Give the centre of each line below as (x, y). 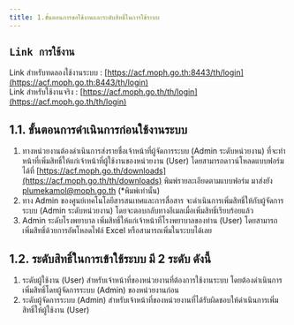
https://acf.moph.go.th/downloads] (102, 171)
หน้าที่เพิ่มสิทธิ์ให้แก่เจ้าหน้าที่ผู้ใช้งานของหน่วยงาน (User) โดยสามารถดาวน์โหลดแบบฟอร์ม (153, 161)
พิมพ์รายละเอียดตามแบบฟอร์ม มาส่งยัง (219, 181)
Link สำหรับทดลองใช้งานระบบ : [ (58, 72)
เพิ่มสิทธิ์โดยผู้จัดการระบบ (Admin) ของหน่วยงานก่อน (100, 290)
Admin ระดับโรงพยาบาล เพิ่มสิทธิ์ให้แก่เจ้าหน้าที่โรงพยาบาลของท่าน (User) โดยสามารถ (150, 221)
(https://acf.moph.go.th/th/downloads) (92, 181)
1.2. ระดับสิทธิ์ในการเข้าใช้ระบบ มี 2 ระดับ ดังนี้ (110, 258)
